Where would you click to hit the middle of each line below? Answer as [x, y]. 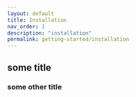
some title [29, 68]
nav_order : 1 [26, 26]
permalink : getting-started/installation [68, 39]
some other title [35, 87]
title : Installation [37, 20]
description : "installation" [50, 33]
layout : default [31, 14]
